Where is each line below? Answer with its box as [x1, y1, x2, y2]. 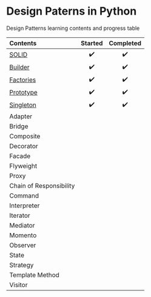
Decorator [9, 141, 38, 150]
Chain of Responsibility [9, 181, 75, 190]
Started [81, 38, 103, 47]
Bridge [9, 122, 29, 131]
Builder [9, 63, 30, 71]
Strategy [9, 260, 34, 269]
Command [9, 191, 39, 199]
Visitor [9, 281, 28, 289]
